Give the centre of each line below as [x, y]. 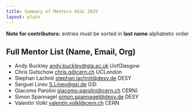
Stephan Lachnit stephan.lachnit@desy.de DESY [73, 78]
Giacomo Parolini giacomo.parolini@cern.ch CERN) [76, 90]
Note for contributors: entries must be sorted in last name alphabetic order [97, 33]
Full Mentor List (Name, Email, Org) [71, 52]
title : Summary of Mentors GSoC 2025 [52, 11]
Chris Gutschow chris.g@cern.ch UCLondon [68, 72]
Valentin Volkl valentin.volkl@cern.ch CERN [67, 103]
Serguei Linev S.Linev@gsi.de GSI [55, 85]
